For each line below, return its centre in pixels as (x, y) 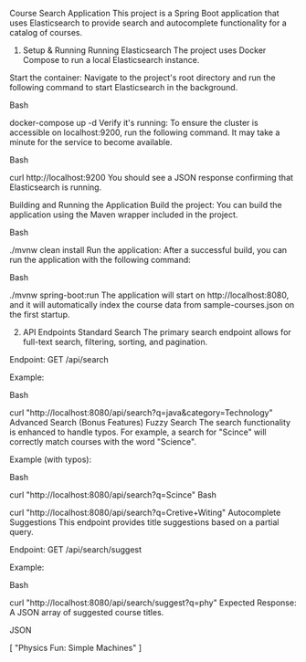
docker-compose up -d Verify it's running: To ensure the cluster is (134, 123)
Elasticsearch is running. (56, 187)
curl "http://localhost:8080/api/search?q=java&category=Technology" (141, 413)
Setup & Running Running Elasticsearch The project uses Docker (144, 50)
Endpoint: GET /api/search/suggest (76, 550)
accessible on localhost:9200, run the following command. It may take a (145, 132)
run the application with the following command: (100, 260)
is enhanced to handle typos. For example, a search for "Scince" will (138, 432)
